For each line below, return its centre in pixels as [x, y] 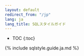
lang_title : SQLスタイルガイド [35, 24]
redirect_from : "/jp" [28, 15]
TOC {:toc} [24, 38]
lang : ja [14, 19]
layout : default [22, 10]
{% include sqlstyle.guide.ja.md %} [42, 48]
